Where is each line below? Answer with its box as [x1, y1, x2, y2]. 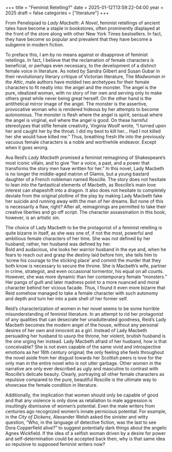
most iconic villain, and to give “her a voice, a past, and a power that [5, 160, 150, 166]
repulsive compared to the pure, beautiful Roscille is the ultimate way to [5, 376, 157, 383]
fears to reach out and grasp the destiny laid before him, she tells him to [5, 252, 158, 258]
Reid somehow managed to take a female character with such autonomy [5, 290, 158, 296]
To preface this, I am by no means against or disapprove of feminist [5, 51, 148, 58]
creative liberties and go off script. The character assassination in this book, [5, 209, 166, 215]
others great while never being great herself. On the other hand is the [5, 95, 152, 101]
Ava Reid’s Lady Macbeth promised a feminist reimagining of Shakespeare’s [5, 154, 166, 160]
